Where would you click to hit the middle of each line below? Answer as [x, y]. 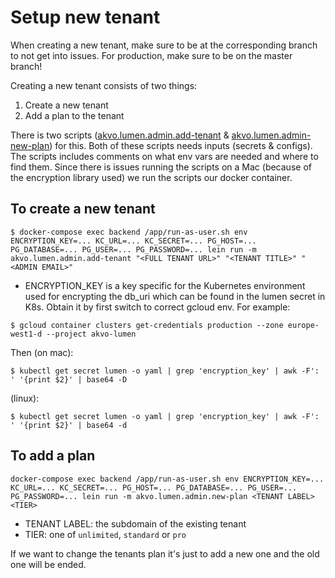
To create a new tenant [83, 209]
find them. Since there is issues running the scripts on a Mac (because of [161, 167]
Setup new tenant [85, 17]
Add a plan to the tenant [74, 115]
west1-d [26, 334]
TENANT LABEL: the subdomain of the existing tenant [135, 523]
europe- [303, 325]
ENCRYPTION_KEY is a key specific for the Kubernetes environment [165, 285]
